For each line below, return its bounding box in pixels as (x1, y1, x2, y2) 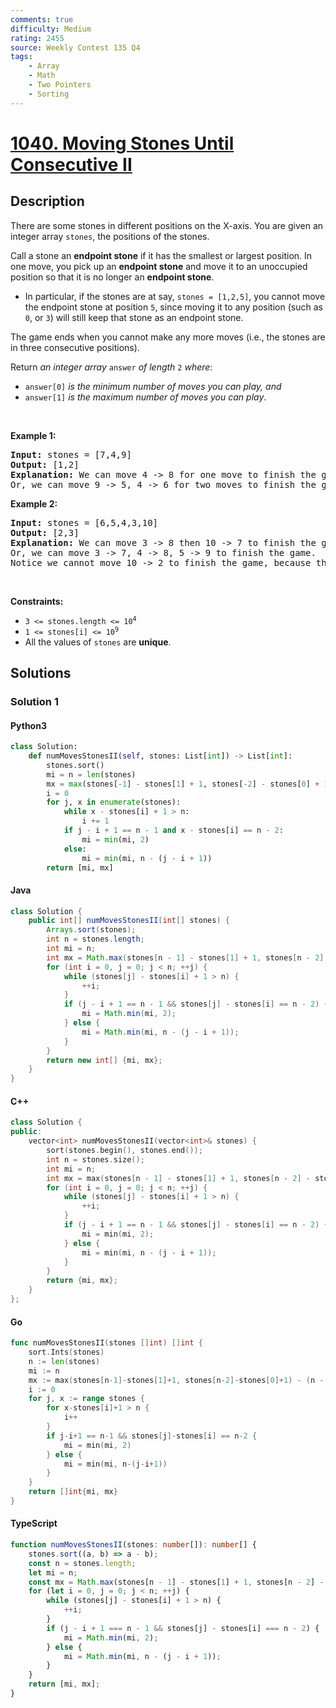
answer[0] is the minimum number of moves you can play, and (24, 380, 282, 392)
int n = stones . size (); (46, 1154, 145, 1165)
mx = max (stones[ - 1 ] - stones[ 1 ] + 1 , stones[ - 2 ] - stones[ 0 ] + (46, 779, 320, 789)
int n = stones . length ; (46, 934, 145, 945)
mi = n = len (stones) (46, 769, 137, 780)
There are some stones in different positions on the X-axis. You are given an (10, 219, 324, 231)
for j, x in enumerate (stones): (46, 797, 182, 808)
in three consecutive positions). (10, 341, 140, 353)
